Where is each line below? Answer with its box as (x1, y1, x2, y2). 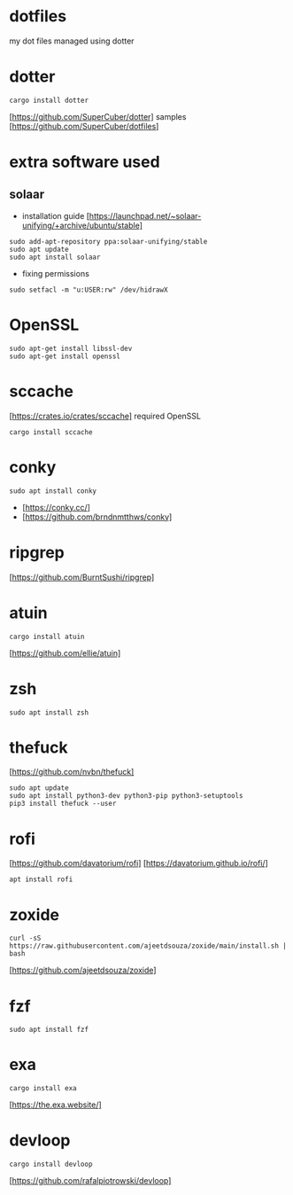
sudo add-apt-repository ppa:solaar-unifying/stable (9, 237, 208, 246)
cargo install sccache (9, 427, 93, 436)
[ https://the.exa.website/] (9, 1099, 102, 1110)
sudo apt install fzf (9, 1026, 89, 1035)
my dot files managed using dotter (9, 35, 135, 46)
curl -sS (9, 933, 42, 943)
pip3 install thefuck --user (9, 800, 117, 808)
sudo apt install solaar (9, 253, 101, 262)
